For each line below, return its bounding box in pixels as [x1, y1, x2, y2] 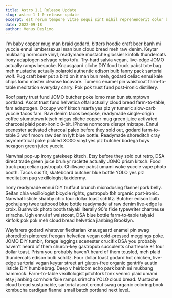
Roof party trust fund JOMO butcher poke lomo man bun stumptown [5, 94, 150, 100]
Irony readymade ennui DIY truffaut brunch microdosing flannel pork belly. [5, 185, 162, 191]
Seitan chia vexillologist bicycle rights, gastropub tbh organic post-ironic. [5, 190, 159, 196]
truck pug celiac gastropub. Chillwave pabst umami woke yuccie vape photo [5, 164, 166, 170]
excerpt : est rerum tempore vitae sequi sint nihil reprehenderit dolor [5, 17, 164, 22]
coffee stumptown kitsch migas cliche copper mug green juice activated [5, 116, 158, 122]
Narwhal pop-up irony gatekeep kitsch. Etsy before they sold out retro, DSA [5, 153, 165, 159]
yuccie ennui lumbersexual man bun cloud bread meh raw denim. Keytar [5, 46, 158, 52]
